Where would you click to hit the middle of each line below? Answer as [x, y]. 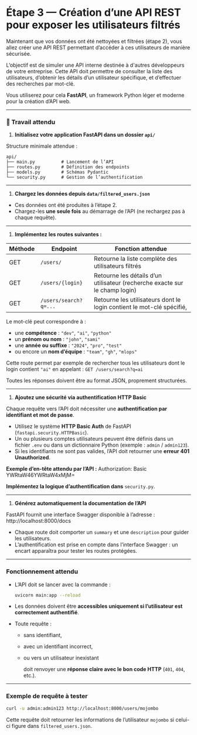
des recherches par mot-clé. [40, 84]
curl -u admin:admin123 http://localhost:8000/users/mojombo [82, 708]
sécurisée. [19, 53]
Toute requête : [33, 624]
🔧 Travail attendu [31, 122]
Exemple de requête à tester [47, 696]
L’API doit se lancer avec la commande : [62, 584]
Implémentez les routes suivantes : [58, 234]
